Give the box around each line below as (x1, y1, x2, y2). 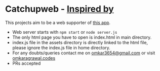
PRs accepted (12, 60, 41, 66)
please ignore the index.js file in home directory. (12, 45, 111, 50)
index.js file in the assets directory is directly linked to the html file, (12, 39, 148, 45)
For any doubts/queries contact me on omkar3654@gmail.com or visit (12, 50, 156, 56)
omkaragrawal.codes (12, 55, 56, 61)
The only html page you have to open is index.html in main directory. (12, 34, 152, 40)
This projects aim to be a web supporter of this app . (5, 20, 111, 25)
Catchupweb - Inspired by (5, 3, 114, 15)
